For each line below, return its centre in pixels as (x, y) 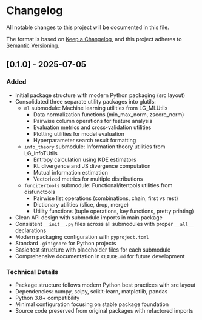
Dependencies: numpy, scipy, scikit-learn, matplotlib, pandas (91, 291)
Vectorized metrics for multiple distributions (88, 179)
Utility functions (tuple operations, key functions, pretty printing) (113, 211)
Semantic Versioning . (33, 45)
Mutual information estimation (70, 172)
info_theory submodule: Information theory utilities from (95, 147)
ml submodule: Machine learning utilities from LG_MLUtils (96, 108)
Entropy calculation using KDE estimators (85, 159)
